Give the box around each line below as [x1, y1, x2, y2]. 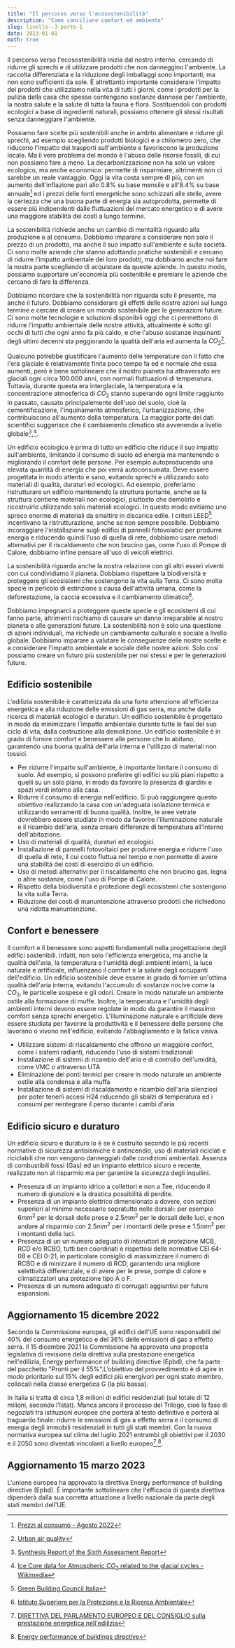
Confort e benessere [7, 925, 99, 937]
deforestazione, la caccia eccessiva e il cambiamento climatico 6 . [7, 591, 194, 601]
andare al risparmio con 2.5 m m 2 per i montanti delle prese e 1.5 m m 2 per [17, 1221, 226, 1230]
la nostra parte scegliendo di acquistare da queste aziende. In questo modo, [7, 262, 227, 270]
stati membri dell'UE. [7, 1500, 68, 1509]
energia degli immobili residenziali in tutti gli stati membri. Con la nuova [7, 1423, 212, 1431]
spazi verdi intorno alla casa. [17, 785, 100, 794]
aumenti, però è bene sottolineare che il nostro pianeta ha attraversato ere [7, 367, 221, 376]
